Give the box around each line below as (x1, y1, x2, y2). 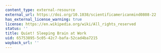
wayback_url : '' (5, 40, 39, 45)
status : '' (5, 26, 28, 31)
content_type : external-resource (5, 7, 75, 13)
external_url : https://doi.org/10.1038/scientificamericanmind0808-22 (5, 12, 156, 17)
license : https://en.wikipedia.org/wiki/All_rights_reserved (5, 21, 136, 27)
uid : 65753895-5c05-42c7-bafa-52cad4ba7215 (5, 36, 98, 41)
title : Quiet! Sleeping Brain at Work (5, 31, 87, 36)
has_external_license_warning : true (5, 17, 82, 22)
